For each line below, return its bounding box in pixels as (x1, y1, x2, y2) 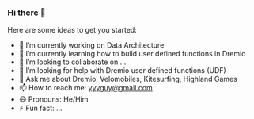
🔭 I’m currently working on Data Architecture (18, 40, 165, 50)
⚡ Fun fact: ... (18, 103, 63, 113)
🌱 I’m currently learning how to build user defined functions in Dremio (18, 49, 246, 59)
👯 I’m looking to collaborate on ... (18, 57, 127, 67)
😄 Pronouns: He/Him (18, 94, 89, 104)
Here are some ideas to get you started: (7, 25, 138, 35)
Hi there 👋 (7, 7, 47, 18)
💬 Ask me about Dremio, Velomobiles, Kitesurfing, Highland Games (18, 75, 238, 84)
